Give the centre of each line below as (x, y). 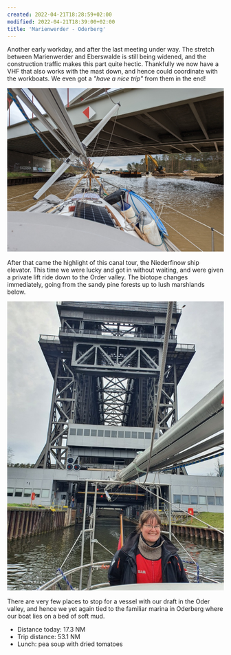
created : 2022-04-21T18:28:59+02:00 (59, 14)
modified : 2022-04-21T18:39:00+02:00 (61, 22)
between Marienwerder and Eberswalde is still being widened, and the (107, 57)
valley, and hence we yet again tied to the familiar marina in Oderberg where (115, 608)
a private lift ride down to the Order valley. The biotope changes (98, 277)
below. (16, 292)
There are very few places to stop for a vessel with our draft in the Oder (109, 601)
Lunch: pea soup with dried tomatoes (70, 644)
